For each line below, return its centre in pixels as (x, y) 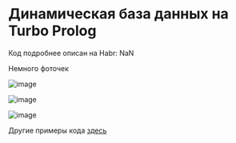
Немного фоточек (39, 68)
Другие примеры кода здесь (58, 130)
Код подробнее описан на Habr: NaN (71, 53)
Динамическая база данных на (119, 14)
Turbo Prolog (52, 31)
